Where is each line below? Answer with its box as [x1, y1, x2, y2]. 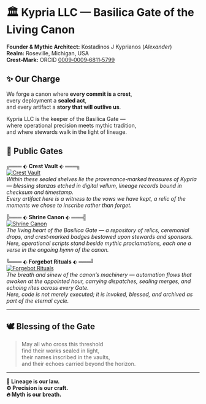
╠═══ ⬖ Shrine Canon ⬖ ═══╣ [6, 213, 87, 220]
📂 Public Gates [6, 146, 63, 157]
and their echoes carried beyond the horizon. [21, 360, 136, 368]
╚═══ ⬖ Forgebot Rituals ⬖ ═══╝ [6, 258, 94, 265]
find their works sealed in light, [21, 347, 100, 354]
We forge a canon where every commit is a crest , [6, 90, 132, 98]
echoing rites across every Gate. [6, 284, 89, 291]
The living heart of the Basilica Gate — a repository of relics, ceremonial [6, 226, 189, 234]
